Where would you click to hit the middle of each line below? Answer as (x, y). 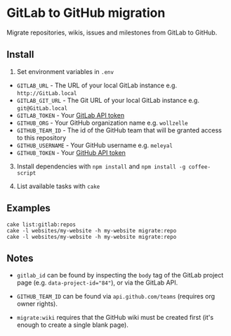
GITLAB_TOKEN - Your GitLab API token (70, 115)
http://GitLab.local (47, 93)
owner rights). (37, 304)
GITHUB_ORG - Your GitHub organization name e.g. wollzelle (103, 123)
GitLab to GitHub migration (86, 13)
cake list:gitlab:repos (41, 224)
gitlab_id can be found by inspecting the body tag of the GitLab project (120, 275)
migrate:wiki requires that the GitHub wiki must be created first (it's (115, 318)
